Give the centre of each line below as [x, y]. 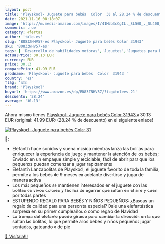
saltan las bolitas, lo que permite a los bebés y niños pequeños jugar [82, 222]
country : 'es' [20, 78]
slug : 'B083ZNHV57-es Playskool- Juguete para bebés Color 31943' [74, 42]
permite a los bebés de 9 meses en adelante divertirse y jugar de [78, 175]
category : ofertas [24, 32]
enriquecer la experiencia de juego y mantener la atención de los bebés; [85, 154]
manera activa [27, 180]
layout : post [18, 10]
